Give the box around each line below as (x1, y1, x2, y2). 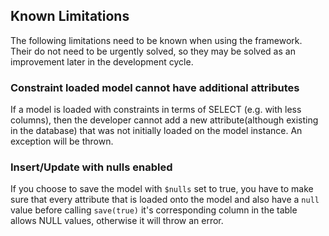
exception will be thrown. (10, 135, 114, 148)
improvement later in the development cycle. (10, 55, 194, 68)
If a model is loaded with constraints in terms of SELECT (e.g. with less (10, 104, 302, 116)
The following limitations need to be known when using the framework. (10, 34, 303, 46)
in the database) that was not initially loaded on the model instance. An (10, 125, 303, 137)
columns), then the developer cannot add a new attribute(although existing (10, 114, 319, 126)
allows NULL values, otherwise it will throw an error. (10, 215, 224, 227)
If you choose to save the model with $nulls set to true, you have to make (10, 183, 314, 195)
